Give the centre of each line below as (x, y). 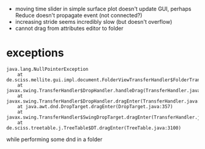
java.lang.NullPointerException (47, 69)
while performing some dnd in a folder (54, 139)
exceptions (35, 53)
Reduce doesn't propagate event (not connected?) (79, 15)
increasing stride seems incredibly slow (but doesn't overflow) (94, 22)
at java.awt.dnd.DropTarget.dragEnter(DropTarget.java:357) (95, 106)
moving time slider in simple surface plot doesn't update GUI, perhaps (103, 9)
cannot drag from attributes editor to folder (69, 28)
